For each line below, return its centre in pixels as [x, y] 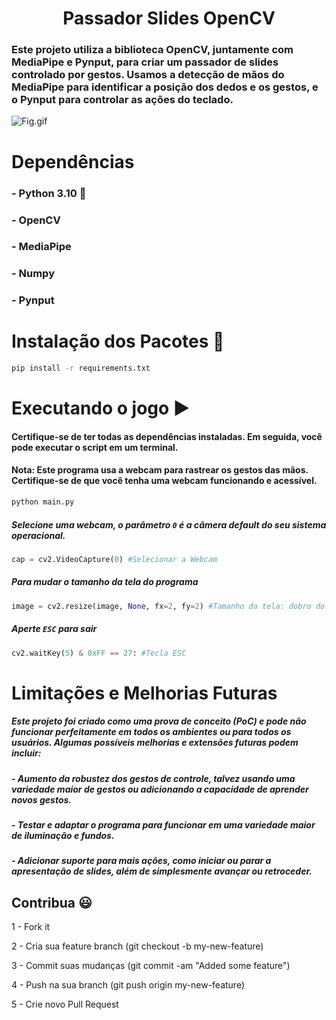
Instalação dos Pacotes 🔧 [118, 341]
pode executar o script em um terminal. [95, 447]
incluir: [26, 753]
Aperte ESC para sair [54, 629]
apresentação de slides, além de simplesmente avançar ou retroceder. [162, 871]
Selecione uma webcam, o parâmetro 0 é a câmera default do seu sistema [169, 524]
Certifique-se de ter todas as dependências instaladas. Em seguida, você [167, 436]
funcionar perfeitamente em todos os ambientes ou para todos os [151, 732]
